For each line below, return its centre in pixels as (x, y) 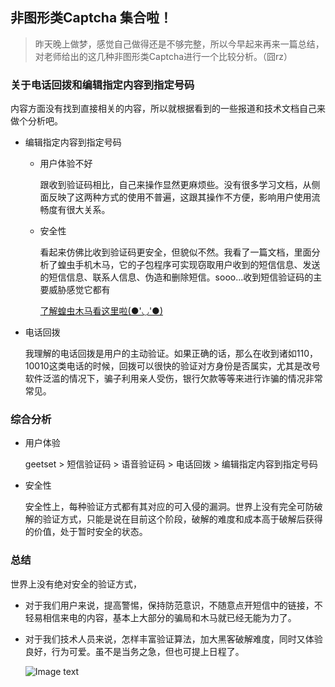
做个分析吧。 (36, 121)
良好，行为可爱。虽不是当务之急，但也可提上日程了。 (134, 651)
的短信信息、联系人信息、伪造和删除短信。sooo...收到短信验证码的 (176, 277)
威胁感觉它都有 (79, 290)
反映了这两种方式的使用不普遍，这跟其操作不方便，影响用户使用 (180, 197)
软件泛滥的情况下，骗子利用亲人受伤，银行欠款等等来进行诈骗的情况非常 (173, 379)
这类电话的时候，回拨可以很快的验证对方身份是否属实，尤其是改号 (184, 366)
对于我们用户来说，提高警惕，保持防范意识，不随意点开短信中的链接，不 (173, 605)
